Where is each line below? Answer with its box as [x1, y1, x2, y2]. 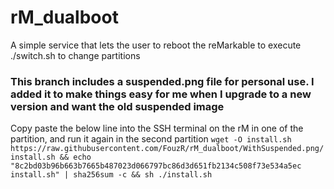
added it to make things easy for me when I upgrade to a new [10, 87, 312, 101]
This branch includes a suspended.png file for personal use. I [10, 74, 315, 88]
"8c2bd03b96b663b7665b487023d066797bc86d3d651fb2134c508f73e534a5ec [10, 161, 302, 171]
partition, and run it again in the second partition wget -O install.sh [10, 133, 292, 145]
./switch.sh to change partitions [10, 49, 141, 61]
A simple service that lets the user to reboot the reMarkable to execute [10, 39, 302, 51]
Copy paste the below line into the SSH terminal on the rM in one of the [10, 122, 304, 135]
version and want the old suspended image [10, 99, 225, 113]
